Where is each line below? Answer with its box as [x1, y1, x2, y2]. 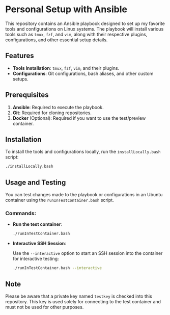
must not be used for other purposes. [5, 304, 84, 310]
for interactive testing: [12, 256, 60, 262]
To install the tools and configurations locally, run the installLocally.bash [5, 149, 161, 155]
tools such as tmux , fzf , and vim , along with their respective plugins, [5, 31, 148, 37]
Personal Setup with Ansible [5, 4, 128, 15]
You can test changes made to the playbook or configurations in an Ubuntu [5, 192, 163, 198]
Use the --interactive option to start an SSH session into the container [12, 250, 163, 256]
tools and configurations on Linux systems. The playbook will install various [5, 25, 164, 32]
